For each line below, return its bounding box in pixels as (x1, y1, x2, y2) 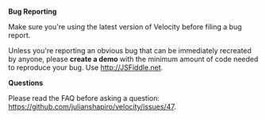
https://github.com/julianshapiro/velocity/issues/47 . (8, 102, 176, 111)
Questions (8, 79, 44, 87)
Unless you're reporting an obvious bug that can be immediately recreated (8, 46, 252, 55)
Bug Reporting (8, 7, 57, 16)
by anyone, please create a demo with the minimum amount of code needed (8, 55, 259, 63)
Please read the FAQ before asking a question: (8, 94, 160, 102)
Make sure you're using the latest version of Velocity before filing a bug (8, 22, 242, 31)
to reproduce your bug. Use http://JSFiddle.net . (8, 63, 164, 72)
